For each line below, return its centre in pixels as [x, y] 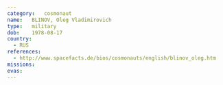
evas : [15, 71]
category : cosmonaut [39, 13]
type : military [32, 26]
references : [24, 52]
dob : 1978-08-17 [35, 33]
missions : [21, 64]
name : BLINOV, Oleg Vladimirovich [59, 20]
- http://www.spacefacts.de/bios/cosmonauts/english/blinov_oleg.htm [115, 58]
